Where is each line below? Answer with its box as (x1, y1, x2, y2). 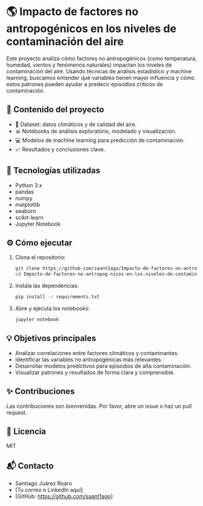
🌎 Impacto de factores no (6, 5, 139, 19)
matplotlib (15, 201, 41, 208)
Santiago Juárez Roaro (15, 480, 73, 487)
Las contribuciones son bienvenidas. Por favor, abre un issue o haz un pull (6, 402, 192, 410)
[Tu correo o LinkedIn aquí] (15, 486, 83, 494)
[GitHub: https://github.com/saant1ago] (15, 493, 113, 500)
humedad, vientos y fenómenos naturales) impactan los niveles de (6, 61, 172, 68)
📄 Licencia (6, 426, 47, 436)
